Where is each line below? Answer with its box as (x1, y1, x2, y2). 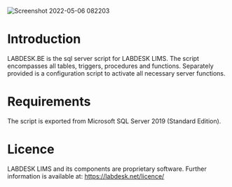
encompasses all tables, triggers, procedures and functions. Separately (7, 62, 214, 70)
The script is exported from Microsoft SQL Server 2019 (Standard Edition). (7, 116, 221, 125)
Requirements (7, 94, 91, 110)
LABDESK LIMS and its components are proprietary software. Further (7, 165, 207, 173)
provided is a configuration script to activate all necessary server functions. (7, 69, 226, 77)
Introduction (7, 32, 81, 47)
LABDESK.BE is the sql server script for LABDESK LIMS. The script (7, 54, 200, 62)
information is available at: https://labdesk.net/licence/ (7, 172, 165, 180)
